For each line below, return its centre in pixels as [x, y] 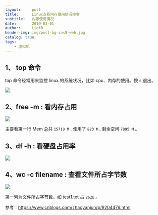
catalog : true [20, 38]
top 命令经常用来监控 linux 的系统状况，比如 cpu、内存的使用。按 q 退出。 [80, 81]
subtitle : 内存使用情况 [30, 19]
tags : [11, 42]
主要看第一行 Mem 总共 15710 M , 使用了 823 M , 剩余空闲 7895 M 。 [72, 129]
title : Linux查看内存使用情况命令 [43, 14]
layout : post [23, 10]
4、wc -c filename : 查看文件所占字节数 [66, 175]
